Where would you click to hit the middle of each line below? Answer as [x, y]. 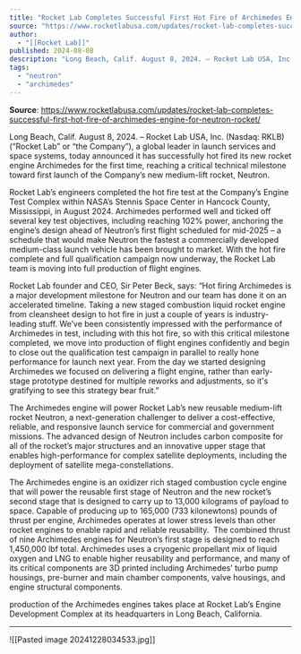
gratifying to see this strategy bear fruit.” [84, 390]
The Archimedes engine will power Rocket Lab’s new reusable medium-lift [146, 408]
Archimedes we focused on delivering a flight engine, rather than [129, 371]
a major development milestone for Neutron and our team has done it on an [148, 295]
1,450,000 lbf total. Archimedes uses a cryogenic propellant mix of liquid [143, 548]
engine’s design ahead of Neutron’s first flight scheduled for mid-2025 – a [146, 230]
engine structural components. [66, 587]
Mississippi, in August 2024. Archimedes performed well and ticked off [140, 211]
